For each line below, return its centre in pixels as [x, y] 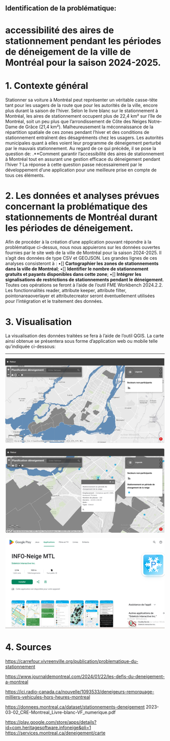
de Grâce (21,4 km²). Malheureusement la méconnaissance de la [86, 127]
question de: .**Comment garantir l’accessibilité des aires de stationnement [85, 154]
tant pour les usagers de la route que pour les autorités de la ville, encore [81, 105]
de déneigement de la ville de [68, 51]
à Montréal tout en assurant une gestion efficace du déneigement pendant [83, 159]
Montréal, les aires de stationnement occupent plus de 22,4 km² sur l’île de [83, 116]
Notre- [155, 121]
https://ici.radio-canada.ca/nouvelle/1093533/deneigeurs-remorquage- [80, 692]
